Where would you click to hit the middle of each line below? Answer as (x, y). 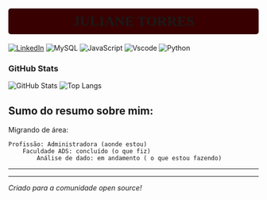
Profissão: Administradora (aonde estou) (78, 144)
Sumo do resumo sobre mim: (81, 111)
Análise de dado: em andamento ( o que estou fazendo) (130, 159)
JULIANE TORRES (133, 21)
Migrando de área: (39, 130)
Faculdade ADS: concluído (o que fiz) (87, 152)
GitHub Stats (33, 68)
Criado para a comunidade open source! (75, 188)
